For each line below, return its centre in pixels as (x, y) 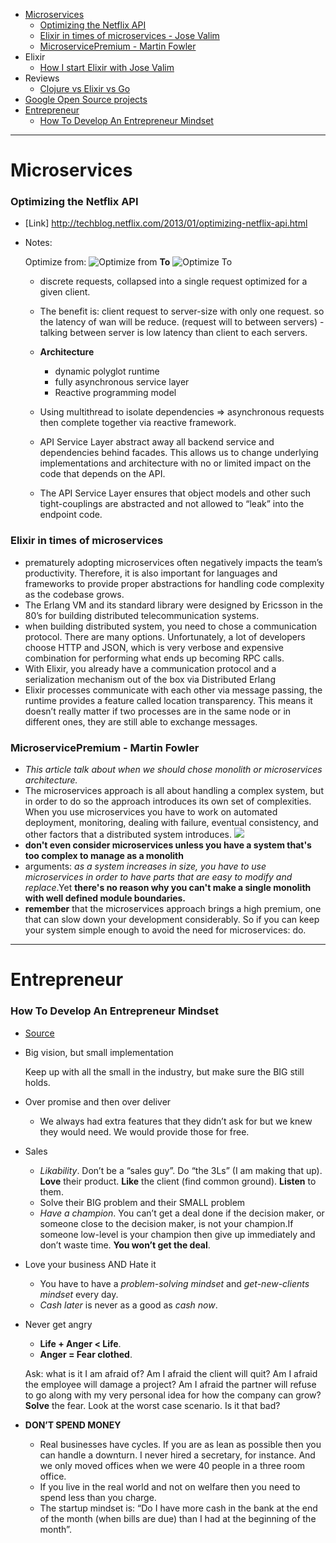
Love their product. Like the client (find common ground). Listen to (178, 1181)
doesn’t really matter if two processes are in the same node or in (158, 711)
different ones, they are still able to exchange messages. (141, 721)
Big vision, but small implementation (99, 1052)
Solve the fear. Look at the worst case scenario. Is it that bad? (152, 1405)
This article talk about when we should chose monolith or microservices (173, 770)
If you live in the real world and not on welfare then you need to (170, 1486)
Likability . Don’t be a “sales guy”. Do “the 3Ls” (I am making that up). (181, 1170)
